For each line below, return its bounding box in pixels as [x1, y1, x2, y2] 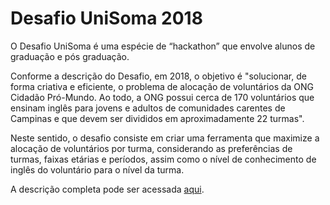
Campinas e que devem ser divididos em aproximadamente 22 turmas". [10, 112, 305, 124]
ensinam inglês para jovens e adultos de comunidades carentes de [10, 102, 286, 114]
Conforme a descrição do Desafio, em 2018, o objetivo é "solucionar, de [10, 70, 307, 82]
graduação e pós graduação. [10, 50, 130, 62]
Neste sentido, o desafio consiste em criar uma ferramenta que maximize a [10, 132, 320, 144]
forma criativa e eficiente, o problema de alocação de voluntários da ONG [10, 80, 315, 92]
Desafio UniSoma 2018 [10, 7, 203, 30]
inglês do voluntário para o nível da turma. [10, 163, 185, 176]
